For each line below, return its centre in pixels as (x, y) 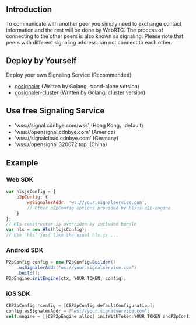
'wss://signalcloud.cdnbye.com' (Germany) (66, 138)
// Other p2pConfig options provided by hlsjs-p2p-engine (99, 208)
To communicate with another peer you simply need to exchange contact (94, 23)
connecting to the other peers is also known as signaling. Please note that (95, 36)
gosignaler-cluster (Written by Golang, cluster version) (80, 92)
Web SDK (20, 179)
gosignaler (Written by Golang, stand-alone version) (77, 86)
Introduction (29, 10)
